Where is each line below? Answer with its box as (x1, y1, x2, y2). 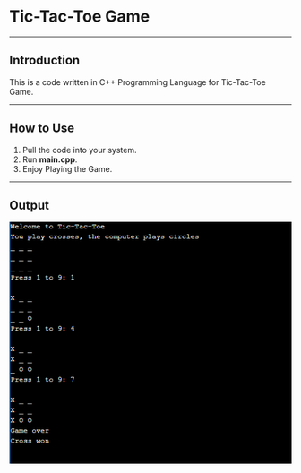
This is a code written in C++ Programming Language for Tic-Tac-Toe (9, 76, 266, 87)
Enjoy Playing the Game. (21, 163, 113, 174)
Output (9, 197, 49, 212)
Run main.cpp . (21, 154, 78, 165)
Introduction (9, 53, 81, 68)
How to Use (9, 121, 75, 136)
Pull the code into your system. (21, 144, 137, 155)
